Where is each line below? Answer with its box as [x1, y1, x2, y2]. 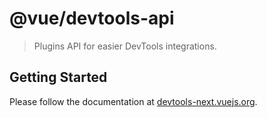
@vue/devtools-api [9, 7, 175, 30]
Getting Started [9, 69, 108, 86]
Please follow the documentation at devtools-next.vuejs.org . [9, 95, 258, 107]
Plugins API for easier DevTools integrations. [33, 40, 217, 52]
